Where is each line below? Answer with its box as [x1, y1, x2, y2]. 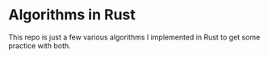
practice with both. [8, 40, 71, 50]
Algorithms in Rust [8, 6, 136, 24]
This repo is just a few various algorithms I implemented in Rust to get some [8, 32, 261, 42]
